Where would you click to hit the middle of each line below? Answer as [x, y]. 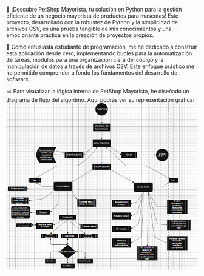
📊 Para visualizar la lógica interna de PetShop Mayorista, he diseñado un [98, 91]
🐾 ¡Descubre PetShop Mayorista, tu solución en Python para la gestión [94, 9]
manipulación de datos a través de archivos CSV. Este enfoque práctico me [100, 66]
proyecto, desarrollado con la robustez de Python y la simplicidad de [92, 22]
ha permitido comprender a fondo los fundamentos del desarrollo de [92, 72]
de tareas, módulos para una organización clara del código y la [85, 60]
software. [18, 79]
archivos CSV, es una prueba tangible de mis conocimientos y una [89, 29]
